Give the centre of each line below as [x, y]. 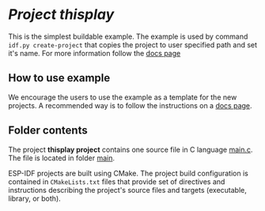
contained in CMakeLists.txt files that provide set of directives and [117, 181]
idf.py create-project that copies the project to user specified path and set [133, 44]
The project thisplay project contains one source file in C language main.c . [131, 149]
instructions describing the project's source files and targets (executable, [128, 190]
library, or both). [34, 198]
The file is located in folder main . [62, 158]
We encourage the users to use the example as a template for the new [123, 97]
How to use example [59, 78]
